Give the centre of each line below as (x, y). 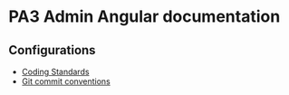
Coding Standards (55, 71)
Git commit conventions (66, 81)
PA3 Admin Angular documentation (144, 17)
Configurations (52, 50)
